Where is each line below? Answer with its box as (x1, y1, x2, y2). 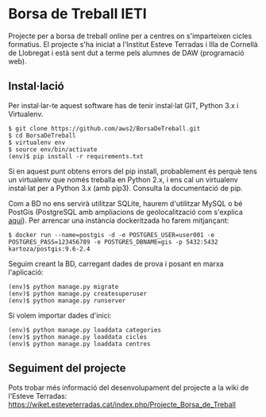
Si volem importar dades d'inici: (8, 310, 112, 320)
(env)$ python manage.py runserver (8, 296, 126, 305)
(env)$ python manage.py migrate (8, 283, 119, 290)
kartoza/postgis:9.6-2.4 (8, 244, 91, 253)
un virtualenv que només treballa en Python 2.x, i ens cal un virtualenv (8, 174, 238, 184)
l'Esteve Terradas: (8, 391, 67, 400)
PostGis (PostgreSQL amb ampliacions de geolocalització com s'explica (8, 207, 244, 216)
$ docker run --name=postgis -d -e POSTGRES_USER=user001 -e (8, 231, 215, 239)
